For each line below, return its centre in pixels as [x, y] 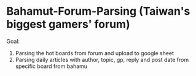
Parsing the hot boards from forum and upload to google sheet [94, 53]
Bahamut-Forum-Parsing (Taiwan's [98, 11]
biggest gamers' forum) [68, 24]
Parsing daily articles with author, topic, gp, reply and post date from [102, 59]
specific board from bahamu [51, 66]
